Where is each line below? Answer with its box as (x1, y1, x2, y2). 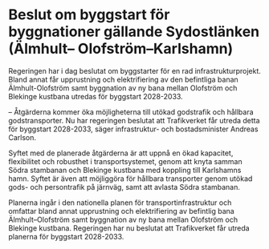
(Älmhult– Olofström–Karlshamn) (8, 40, 234, 58)
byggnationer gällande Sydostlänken (8, 22, 260, 41)
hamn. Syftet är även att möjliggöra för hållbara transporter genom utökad (8, 174, 253, 183)
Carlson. (8, 132, 37, 142)
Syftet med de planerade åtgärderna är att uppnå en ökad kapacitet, (8, 148, 234, 158)
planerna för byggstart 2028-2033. (8, 231, 124, 241)
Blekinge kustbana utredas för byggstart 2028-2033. (8, 91, 183, 101)
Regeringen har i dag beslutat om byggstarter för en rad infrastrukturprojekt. (8, 66, 261, 75)
